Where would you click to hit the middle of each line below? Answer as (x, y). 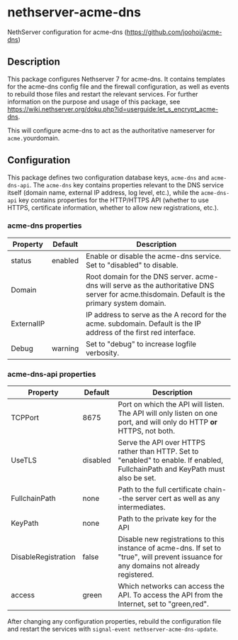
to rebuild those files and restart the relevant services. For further (103, 94)
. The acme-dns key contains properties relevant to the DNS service (127, 184)
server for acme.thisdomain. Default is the (155, 294)
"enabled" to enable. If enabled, (170, 460)
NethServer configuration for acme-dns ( (67, 32)
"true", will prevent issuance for (170, 557)
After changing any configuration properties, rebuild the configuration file (114, 622)
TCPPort (25, 418)
